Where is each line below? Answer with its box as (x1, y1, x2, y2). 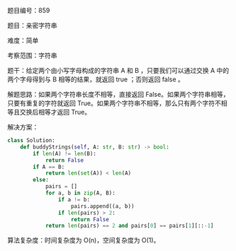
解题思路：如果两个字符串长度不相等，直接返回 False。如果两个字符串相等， (7, 91, 230, 98)
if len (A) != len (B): (33, 150, 97, 157)
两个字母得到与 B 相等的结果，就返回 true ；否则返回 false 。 (7, 75, 184, 83)
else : (33, 176, 50, 184)
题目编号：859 (7, 6, 50, 14)
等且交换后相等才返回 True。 (7, 108, 91, 116)
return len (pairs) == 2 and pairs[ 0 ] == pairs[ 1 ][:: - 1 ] (45, 222, 214, 230)
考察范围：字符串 (7, 52, 57, 59)
